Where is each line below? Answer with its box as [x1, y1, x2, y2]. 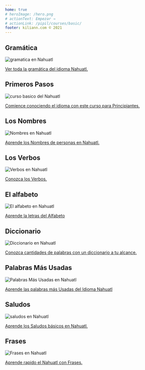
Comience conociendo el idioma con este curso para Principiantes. [5, 102, 140, 108]
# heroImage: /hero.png [5, 12, 54, 17]
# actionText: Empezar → [5, 16, 56, 21]
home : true [5, 7, 27, 12]
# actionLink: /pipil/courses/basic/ [5, 21, 82, 26]
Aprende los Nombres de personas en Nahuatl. [5, 139, 100, 145]
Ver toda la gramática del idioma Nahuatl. [5, 66, 88, 72]
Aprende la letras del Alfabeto [5, 213, 65, 219]
